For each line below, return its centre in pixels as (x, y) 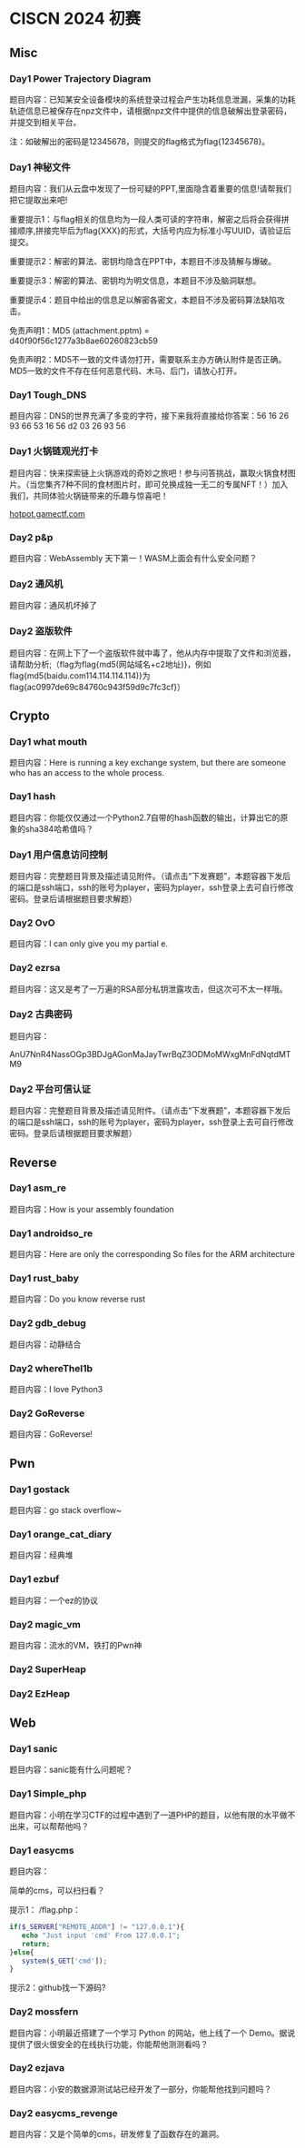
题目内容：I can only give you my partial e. (89, 944)
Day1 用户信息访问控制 (59, 855)
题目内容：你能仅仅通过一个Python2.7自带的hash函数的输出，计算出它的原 (149, 817)
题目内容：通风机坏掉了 (53, 606)
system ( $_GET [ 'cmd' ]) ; (64, 1961)
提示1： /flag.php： (45, 1910)
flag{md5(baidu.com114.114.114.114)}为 (80, 675)
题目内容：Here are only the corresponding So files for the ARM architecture (152, 1254)
